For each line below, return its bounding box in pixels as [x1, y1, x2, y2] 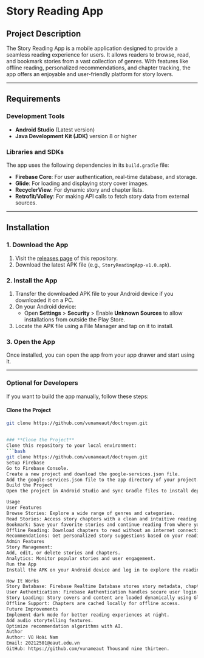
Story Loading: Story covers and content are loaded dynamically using [6, 595, 191, 601]
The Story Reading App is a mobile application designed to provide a [6, 44, 178, 52]
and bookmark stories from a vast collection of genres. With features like [6, 58, 189, 65]
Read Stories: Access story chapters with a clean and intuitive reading [6, 516, 197, 522]
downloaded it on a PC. [15, 296, 74, 304]
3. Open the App [6, 337, 56, 346]
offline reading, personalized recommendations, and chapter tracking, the [6, 64, 191, 71]
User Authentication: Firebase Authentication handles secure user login [6, 589, 197, 595]
